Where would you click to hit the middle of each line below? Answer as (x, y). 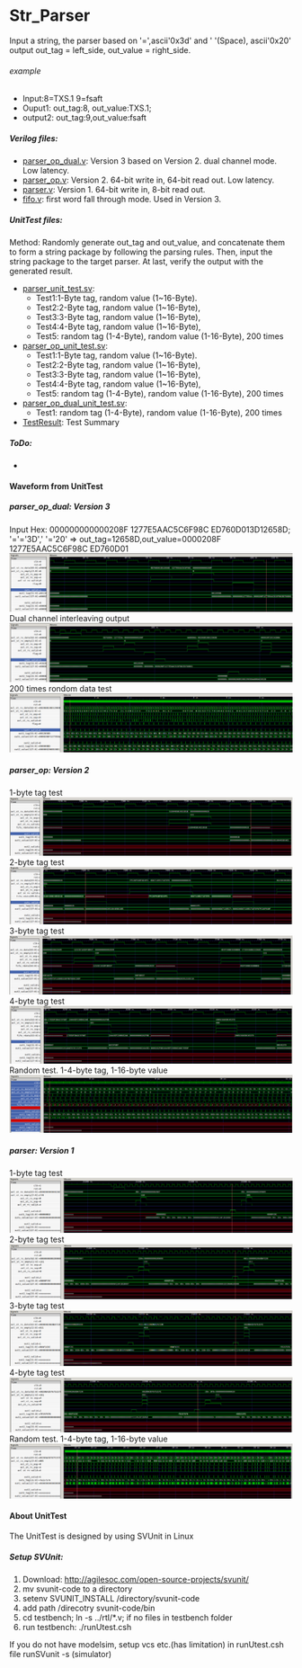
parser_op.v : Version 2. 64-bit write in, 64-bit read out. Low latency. (148, 180)
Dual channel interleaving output (70, 619)
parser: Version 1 (42, 1151)
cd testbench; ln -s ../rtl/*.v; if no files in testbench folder (127, 1617)
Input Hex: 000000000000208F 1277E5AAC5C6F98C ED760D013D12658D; (150, 529)
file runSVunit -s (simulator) (61, 1654)
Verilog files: (34, 138)
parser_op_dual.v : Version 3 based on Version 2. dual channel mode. (149, 161)
